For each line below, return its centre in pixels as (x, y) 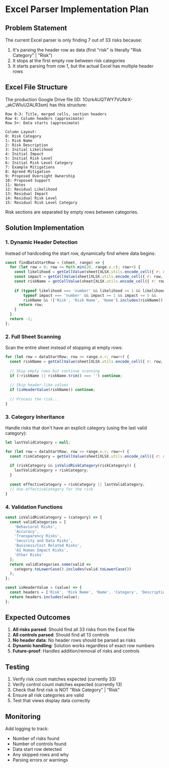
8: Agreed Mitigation (28, 171)
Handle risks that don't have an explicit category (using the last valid (76, 428)
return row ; (31, 305)
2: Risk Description (27, 145)
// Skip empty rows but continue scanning (55, 371)
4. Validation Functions (34, 507)
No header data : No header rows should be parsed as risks (74, 640)
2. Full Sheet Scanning (33, 336)
